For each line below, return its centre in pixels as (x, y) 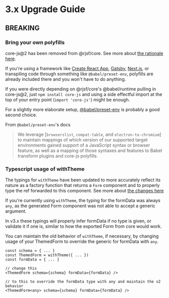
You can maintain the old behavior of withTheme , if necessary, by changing (82, 236)
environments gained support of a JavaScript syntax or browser (84, 145)
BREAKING (22, 28)
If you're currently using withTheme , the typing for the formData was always (83, 201)
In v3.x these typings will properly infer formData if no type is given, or (78, 221)
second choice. (21, 115)
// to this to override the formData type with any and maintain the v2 (83, 282)
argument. (16, 211)
